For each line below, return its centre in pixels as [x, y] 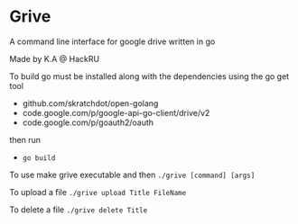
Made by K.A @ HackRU [55, 58]
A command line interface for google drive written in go [112, 41]
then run [25, 139]
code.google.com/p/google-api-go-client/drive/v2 [116, 112]
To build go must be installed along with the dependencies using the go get [149, 76]
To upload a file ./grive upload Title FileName [98, 192]
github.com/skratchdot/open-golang [90, 103]
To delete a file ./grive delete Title [79, 210]
